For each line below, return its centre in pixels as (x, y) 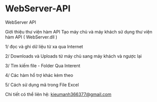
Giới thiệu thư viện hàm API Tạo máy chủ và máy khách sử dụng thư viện (79, 32)
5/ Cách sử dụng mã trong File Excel (42, 85)
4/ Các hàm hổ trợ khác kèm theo (39, 75)
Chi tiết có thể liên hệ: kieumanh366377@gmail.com (59, 94)
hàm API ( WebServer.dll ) (31, 37)
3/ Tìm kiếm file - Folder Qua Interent (43, 66)
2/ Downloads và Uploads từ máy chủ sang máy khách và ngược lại (74, 56)
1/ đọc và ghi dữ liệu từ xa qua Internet (44, 46)
